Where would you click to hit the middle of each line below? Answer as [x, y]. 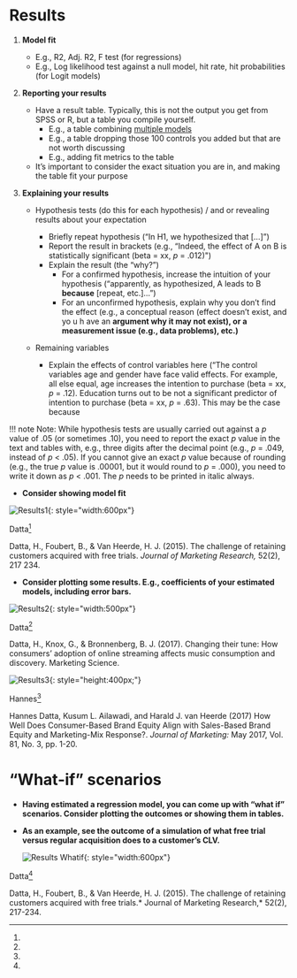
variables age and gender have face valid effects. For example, [163, 374]
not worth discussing [87, 148]
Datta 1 [20, 528]
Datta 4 [21, 875]
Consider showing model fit [74, 493]
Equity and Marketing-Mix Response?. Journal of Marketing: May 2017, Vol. [146, 734]
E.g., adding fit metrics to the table [111, 157]
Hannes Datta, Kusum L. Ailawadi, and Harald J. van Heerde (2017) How [140, 715]
